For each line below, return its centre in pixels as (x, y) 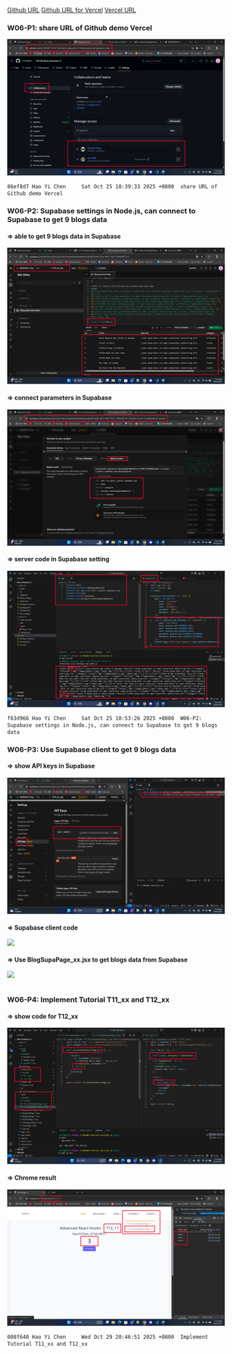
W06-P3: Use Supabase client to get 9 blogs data (92, 749)
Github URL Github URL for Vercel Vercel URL (72, 10)
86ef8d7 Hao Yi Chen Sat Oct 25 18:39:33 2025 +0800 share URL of (112, 187)
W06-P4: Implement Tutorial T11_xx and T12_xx (88, 1000)
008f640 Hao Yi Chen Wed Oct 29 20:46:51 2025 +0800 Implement (108, 1337)
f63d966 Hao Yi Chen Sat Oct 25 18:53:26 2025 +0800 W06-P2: (105, 718)
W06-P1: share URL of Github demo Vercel (80, 28)
